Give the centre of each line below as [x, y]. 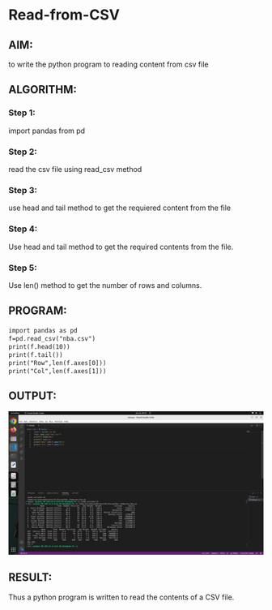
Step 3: [23, 190]
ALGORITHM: [42, 90]
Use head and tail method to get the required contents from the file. [121, 247]
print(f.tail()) [36, 354]
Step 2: [23, 152]
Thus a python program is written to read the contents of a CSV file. [121, 597]
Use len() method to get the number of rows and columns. [105, 285]
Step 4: [23, 229]
